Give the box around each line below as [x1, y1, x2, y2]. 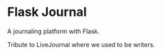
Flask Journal [7, 4, 87, 20]
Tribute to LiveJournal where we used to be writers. [7, 40, 155, 48]
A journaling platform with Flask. [7, 27, 100, 35]
